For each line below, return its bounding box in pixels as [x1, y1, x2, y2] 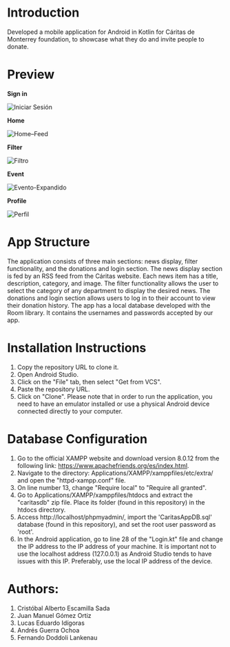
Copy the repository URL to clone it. [17, 363, 119, 371]
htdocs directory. [17, 505, 66, 514]
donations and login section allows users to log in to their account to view [7, 294, 216, 302]
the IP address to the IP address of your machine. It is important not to [17, 542, 217, 550]
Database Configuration [7, 431, 148, 447]
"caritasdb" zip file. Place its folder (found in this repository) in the [17, 498, 205, 506]
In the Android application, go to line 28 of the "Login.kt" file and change [17, 534, 224, 543]
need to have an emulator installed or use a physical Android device [17, 400, 210, 408]
